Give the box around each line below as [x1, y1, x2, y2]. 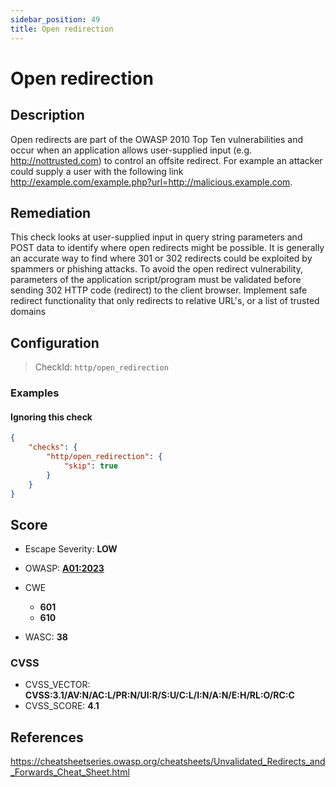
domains [10, 306, 47, 318]
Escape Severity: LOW [24, 543, 118, 555]
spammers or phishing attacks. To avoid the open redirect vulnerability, [10, 263, 303, 275]
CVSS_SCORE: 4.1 [24, 700, 100, 712]
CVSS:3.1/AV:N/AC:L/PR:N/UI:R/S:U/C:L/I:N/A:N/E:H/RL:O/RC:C [24, 689, 295, 701]
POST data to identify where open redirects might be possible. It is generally [10, 242, 325, 254]
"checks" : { [28, 442, 78, 453]
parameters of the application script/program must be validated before [10, 274, 302, 286]
